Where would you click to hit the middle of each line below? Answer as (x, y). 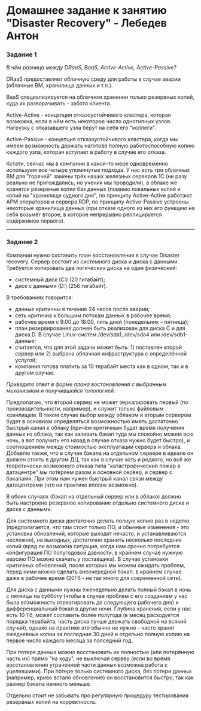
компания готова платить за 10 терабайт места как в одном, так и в (101, 366)
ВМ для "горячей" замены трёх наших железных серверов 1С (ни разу (97, 177)
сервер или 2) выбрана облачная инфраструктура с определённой (101, 353)
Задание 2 (22, 242)
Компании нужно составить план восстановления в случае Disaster (93, 255)
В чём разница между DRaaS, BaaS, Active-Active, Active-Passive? (91, 68)
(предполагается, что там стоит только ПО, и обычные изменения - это (98, 527)
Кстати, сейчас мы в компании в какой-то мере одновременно (87, 164)
